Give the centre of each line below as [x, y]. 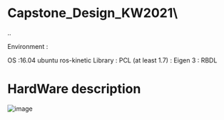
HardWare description [74, 89]
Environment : [28, 46]
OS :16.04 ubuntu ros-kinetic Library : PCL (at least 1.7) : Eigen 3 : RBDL [112, 60]
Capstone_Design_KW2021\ [93, 13]
